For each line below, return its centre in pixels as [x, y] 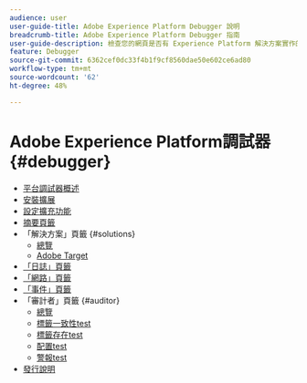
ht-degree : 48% [38, 86]
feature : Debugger [44, 52]
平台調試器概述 [51, 188]
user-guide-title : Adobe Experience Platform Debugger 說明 [125, 26]
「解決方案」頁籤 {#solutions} [79, 233]
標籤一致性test [64, 323]
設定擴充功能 [47, 211]
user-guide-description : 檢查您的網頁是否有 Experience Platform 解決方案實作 [153, 43]
